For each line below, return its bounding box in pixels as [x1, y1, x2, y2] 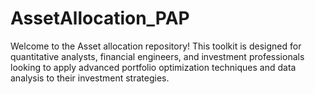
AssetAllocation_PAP [10, 7, 190, 30]
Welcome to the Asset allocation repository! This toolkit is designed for [10, 40, 302, 52]
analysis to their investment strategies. [10, 72, 170, 84]
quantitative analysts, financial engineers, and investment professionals [10, 50, 305, 62]
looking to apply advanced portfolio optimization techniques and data [10, 61, 297, 73]
